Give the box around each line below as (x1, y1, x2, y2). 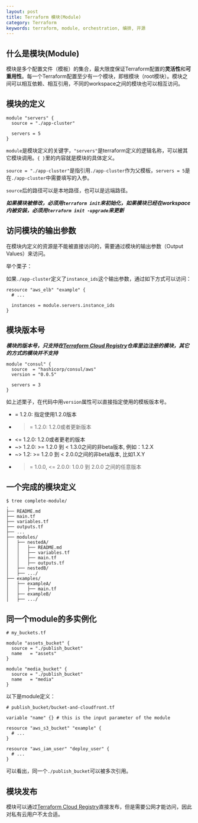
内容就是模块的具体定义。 (55, 154, 118, 161)
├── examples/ (6, 576, 41, 582)
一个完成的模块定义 (6, 482, 76, 492)
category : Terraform (6, 20, 57, 25)
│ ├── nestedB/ (6, 565, 49, 571)
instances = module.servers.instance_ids (11, 302, 115, 308)
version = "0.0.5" (11, 371, 57, 377)
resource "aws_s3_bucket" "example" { (6, 725, 102, 731)
